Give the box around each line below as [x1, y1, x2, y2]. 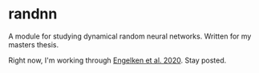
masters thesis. [8, 39, 59, 49]
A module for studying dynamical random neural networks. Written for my [8, 31, 252, 41]
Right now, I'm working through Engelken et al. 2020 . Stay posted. [8, 55, 227, 65]
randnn [8, 5, 58, 23]
